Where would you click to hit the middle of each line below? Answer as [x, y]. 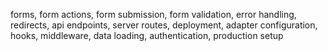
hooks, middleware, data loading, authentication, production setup [147, 35]
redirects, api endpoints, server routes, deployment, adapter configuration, [164, 25]
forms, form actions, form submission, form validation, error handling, [153, 14]
